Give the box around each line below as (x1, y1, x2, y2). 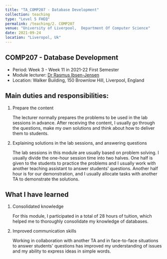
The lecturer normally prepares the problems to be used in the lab (12, 114, 148, 120)
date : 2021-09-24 (5, 30, 41, 35)
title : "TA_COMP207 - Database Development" (5, 7, 99, 12)
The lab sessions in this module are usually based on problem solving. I (12, 150, 159, 156)
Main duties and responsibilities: (5, 91, 109, 100)
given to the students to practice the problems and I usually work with (12, 160, 156, 166)
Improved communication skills (12, 228, 76, 234)
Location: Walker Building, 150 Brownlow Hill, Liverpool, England (12, 77, 145, 83)
